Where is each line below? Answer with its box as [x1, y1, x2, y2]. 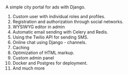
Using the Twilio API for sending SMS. [12, 34, 89, 40]
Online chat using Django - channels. [12, 39, 87, 45]
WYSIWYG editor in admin [12, 24, 65, 30]
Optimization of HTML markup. [12, 50, 75, 56]
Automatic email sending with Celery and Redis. [12, 29, 109, 35]
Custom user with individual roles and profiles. [12, 14, 106, 19]
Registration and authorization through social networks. [12, 19, 124, 24]
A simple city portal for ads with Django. [5, 4, 86, 10]
